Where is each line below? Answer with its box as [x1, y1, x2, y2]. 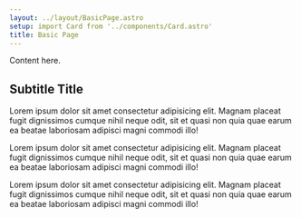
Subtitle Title [9, 81, 84, 96]
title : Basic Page [9, 30, 79, 39]
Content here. [9, 55, 61, 66]
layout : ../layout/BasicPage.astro [9, 13, 144, 23]
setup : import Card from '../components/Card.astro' [9, 22, 213, 31]
